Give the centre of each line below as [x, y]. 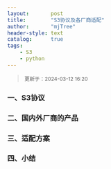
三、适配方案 [29, 138]
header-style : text [35, 33]
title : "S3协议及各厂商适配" [56, 20]
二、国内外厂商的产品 [43, 118]
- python [32, 59]
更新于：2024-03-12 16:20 [56, 79]
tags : [15, 46]
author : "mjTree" [42, 26]
